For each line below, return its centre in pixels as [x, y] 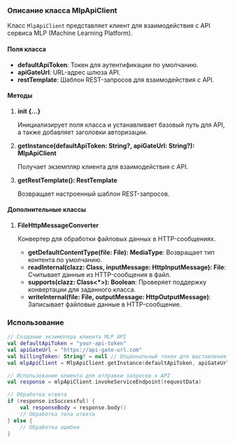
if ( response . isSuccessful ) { [51, 401]
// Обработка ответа [37, 395]
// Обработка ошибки [50, 427]
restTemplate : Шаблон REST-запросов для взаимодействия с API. [116, 80]
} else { [20, 421]
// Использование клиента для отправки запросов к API [89, 375]
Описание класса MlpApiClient [62, 10]
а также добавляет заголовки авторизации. [83, 132]
